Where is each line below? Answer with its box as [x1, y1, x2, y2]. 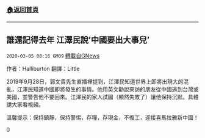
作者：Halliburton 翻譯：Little [6, 65, 80, 73]
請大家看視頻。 [6, 101, 44, 108]
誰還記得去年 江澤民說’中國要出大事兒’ [6, 35, 150, 45]
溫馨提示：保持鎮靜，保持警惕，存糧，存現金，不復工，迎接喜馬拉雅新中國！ [6, 114, 199, 122]
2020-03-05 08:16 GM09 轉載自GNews [6, 52, 100, 59]
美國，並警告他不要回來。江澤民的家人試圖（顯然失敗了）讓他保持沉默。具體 [6, 93, 199, 101]
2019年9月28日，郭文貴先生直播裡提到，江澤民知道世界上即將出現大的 [6, 78, 184, 85]
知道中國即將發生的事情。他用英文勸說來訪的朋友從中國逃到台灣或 [32, 85, 199, 93]
